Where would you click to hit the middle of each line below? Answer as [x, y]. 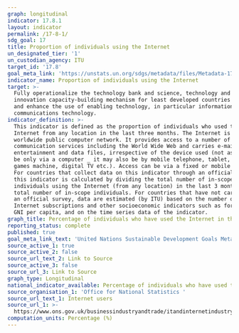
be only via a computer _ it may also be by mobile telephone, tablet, [122, 160]
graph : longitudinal [38, 14]
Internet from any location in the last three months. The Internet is [122, 133]
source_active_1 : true [41, 245]
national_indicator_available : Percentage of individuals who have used [117, 285]
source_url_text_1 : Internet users [60, 298]
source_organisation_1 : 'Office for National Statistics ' [97, 292]
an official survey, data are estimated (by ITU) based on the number [121, 199]
